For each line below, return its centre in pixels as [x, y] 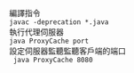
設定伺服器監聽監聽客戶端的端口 [67, 51]
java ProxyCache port [49, 41]
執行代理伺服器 [36, 32]
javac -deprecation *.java [59, 22]
